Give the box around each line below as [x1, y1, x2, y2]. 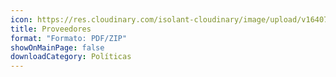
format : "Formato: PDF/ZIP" [10, 33, 128, 43]
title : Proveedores [10, 24, 92, 34]
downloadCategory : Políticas [10, 52, 132, 62]
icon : [10, 14, 33, 25]
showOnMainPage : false [10, 42, 105, 53]
